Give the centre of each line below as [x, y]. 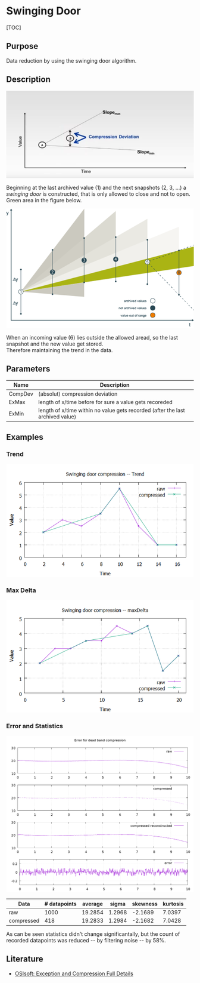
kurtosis [173, 904]
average [93, 904]
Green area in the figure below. [44, 201]
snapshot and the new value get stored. [55, 344]
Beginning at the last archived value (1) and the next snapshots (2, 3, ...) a [96, 188]
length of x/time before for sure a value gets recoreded [105, 402]
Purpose [22, 46]
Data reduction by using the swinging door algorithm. [71, 60]
